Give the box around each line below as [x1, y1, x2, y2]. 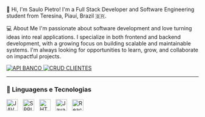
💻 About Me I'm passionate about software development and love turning [6, 25, 192, 32]
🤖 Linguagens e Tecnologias [6, 85, 92, 93]
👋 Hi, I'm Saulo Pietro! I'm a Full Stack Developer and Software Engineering [6, 6, 195, 13]
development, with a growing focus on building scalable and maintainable [6, 40, 191, 47]
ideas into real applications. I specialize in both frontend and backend [6, 33, 181, 41]
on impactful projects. [6, 53, 62, 60]
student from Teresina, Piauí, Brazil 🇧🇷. [6, 12, 107, 19]
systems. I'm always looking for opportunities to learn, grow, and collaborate [6, 46, 199, 53]
